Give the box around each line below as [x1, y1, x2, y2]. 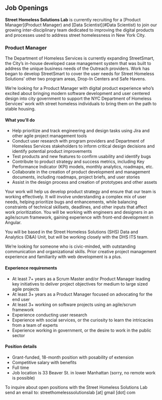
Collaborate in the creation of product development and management [12, 169, 150, 175]
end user [12, 296, 30, 302]
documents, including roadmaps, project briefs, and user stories [12, 174, 140, 180]
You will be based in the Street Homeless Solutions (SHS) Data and [5, 229, 139, 235]
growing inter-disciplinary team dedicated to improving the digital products [5, 27, 154, 33]
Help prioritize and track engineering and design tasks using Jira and [12, 128, 150, 134]
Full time [12, 365, 29, 370]
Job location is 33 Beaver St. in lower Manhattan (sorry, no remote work [12, 369, 156, 375]
